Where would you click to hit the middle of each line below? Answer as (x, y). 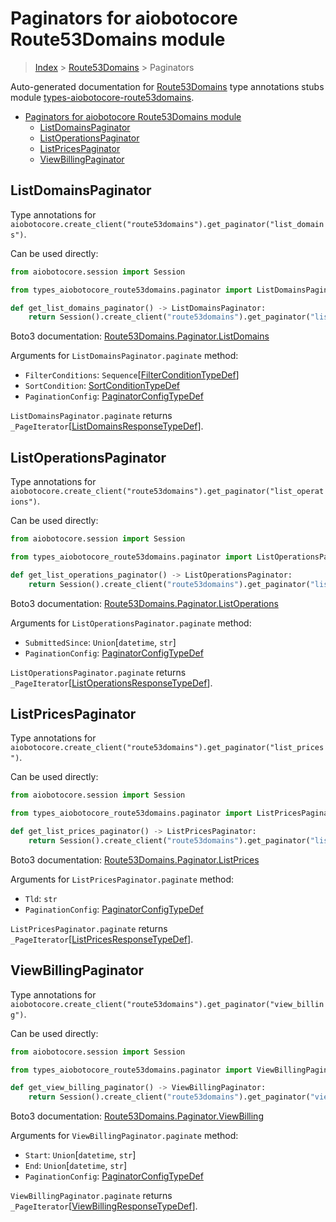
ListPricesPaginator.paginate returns (89, 928)
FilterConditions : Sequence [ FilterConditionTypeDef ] (132, 375)
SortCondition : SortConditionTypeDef (102, 386)
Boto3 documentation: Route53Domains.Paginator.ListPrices (135, 859)
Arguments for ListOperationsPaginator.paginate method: (131, 623)
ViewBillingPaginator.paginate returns (91, 1196)
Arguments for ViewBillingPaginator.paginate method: (124, 1136)
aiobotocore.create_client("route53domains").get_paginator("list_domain (167, 224)
